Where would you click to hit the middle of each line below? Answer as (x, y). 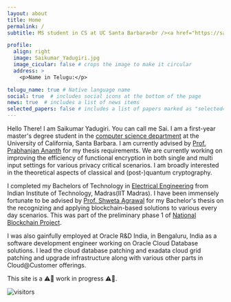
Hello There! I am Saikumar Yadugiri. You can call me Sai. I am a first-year (111, 129)
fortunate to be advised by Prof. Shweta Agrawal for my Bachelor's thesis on (115, 200)
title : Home (24, 20)
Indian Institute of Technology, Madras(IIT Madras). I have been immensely (113, 193)
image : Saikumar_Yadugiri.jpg (56, 58)
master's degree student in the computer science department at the (103, 136)
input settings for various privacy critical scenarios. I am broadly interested (113, 165)
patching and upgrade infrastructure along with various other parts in (105, 258)
